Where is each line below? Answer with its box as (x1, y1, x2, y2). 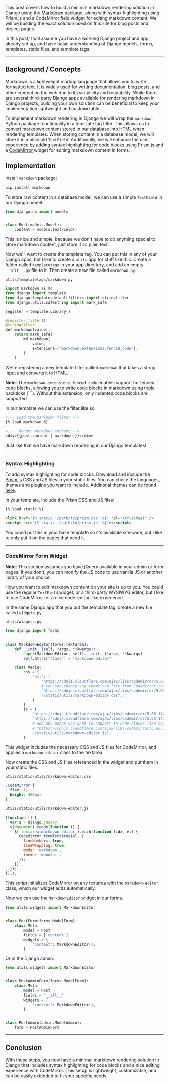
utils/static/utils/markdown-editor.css (5, 774, 92, 779)
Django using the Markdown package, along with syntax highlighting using (5, 10, 160, 16)
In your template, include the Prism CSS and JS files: (5, 497, 115, 503)
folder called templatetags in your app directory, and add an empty (5, 262, 144, 268)
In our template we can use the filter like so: (5, 405, 96, 411)
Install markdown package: (5, 175, 57, 181)
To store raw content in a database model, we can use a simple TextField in (5, 194, 162, 200)
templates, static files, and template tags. (5, 46, 91, 52)
